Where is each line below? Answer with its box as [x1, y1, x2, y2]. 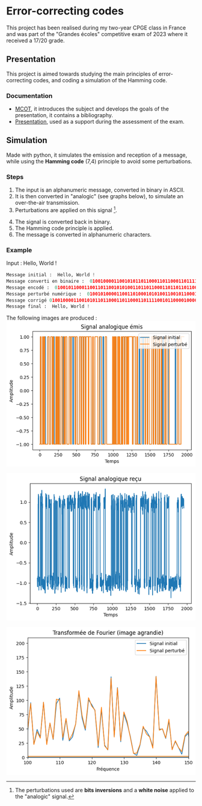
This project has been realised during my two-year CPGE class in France [6, 24, 186, 31]
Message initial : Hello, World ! [6, 272, 96, 278]
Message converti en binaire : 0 [6, 278, 93, 284]
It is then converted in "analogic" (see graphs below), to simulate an [14, 193, 183, 200]
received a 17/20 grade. [6, 37, 65, 44]
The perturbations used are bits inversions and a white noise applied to [14, 786, 194, 793]
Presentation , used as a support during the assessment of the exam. [14, 118, 185, 126]
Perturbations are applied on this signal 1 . [14, 205, 117, 214]
